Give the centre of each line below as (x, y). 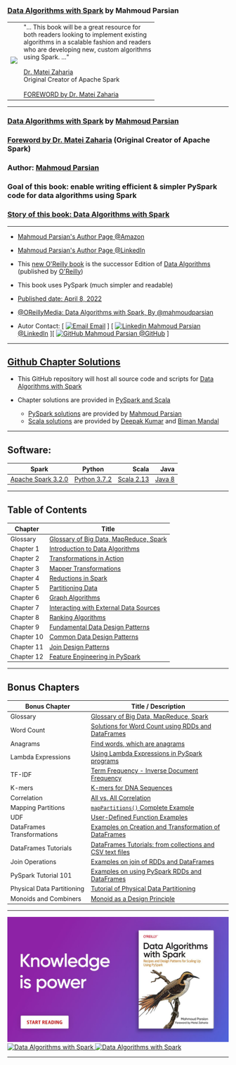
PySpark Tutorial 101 (41, 875)
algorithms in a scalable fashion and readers (87, 42)
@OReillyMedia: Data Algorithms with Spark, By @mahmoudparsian (115, 312)
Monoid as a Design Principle (133, 898)
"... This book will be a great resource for (82, 27)
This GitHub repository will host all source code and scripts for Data (116, 379)
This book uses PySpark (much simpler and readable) (95, 285)
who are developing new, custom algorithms (87, 50)
